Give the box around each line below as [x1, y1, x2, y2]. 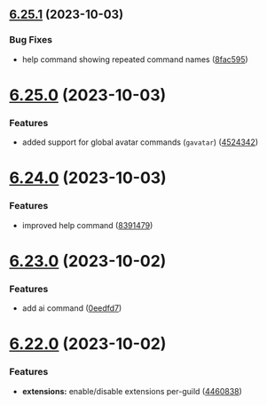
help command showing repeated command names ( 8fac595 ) [21, 53, 248, 65]
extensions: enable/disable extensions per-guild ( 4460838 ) [21, 385, 242, 396]
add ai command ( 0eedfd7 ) [21, 303, 122, 314]
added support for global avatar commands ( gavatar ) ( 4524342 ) [21, 137, 259, 147]
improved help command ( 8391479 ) [21, 219, 153, 230]
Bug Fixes [9, 34, 53, 46]
